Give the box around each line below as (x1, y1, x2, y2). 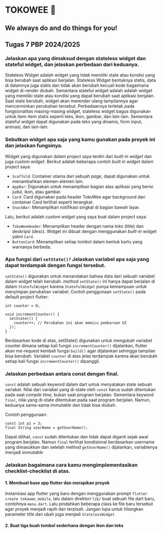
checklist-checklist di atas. (5, 468, 70, 474)
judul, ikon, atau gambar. (12, 189, 62, 195)
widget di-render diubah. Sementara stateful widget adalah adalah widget (5, 88, 153, 94)
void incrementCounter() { (5, 312, 60, 316)
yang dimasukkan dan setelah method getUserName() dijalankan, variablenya (5, 444, 158, 450)
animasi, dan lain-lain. (5, 124, 49, 130)
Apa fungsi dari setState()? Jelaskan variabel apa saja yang (5, 256, 149, 263)
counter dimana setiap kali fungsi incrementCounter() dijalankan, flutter (5, 342, 147, 348)
